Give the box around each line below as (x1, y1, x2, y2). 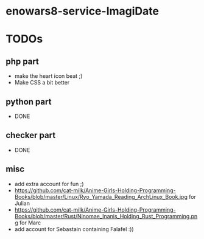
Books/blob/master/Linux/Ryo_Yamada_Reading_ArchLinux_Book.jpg (14, 193, 188, 200)
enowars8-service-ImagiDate (5, 4, 160, 18)
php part (5, 56, 39, 66)
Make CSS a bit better (14, 79, 70, 86)
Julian (14, 199, 30, 207)
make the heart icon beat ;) (14, 72, 83, 80)
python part (5, 96, 52, 107)
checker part (5, 130, 56, 140)
